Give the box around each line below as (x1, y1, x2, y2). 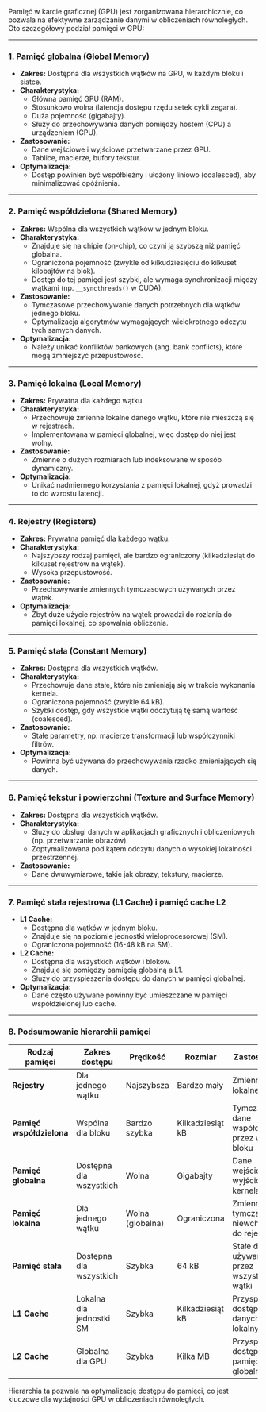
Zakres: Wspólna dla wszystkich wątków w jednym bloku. (19, 224, 209, 233)
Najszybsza (125, 1080, 169, 1091)
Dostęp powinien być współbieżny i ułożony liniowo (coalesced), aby (31, 170, 256, 179)
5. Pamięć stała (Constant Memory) (8, 646, 147, 657)
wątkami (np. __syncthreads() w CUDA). (31, 283, 164, 292)
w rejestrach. (31, 421, 75, 430)
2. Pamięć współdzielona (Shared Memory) (8, 206, 178, 217)
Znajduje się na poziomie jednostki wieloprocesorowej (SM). (31, 932, 228, 941)
